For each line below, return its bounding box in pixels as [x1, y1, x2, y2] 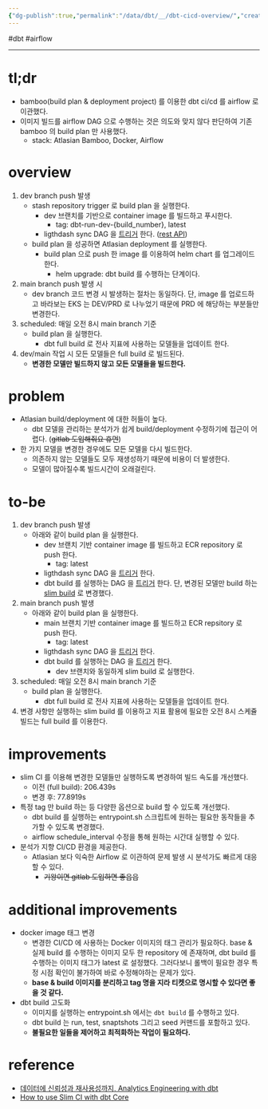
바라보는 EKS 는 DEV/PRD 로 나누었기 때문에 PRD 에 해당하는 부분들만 [40, 298, 259, 308]
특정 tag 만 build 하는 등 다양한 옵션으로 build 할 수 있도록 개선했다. [19, 803, 230, 812]
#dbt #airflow [8, 34, 53, 43]
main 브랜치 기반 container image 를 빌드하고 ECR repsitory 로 [43, 618, 243, 628]
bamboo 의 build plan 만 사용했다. [19, 126, 128, 136]
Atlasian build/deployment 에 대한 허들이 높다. [19, 414, 167, 424]
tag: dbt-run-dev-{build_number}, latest [55, 219, 187, 229]
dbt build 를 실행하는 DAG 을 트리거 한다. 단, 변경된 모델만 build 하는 [43, 578, 258, 588]
